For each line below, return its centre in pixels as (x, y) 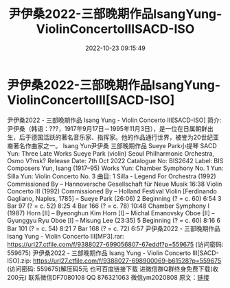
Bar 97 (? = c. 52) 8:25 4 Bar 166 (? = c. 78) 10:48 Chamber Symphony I (108, 206)
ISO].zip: (20, 261)
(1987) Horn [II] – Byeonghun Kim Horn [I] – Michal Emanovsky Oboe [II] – (111, 213)
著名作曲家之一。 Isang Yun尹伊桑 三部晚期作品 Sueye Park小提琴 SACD (115, 145)
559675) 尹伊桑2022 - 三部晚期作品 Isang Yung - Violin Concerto (99, 253)
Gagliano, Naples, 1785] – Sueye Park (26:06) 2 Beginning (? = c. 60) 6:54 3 (114, 198)
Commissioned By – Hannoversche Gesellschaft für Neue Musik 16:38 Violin (115, 184)
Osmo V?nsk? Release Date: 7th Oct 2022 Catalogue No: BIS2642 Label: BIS (115, 160)
